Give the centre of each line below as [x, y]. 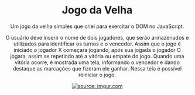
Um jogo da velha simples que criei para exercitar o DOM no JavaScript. [97, 26]
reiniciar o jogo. [97, 75]
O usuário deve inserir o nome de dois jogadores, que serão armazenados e [97, 37]
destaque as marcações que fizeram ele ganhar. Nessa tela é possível [97, 68]
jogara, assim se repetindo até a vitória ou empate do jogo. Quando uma [97, 56]
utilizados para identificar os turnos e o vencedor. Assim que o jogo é [97, 44]
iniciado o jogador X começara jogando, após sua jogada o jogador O [97, 50]
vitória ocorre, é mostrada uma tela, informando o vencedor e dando [97, 62]
